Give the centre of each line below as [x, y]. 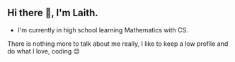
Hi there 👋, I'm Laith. [53, 13]
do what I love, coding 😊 [44, 51]
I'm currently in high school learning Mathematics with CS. [103, 30]
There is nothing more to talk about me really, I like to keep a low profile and [118, 44]
